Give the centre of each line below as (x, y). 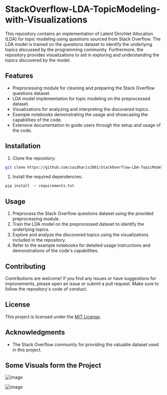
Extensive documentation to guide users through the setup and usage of (86, 125)
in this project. (27, 350)
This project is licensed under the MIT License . (53, 317)
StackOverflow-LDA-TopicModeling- (83, 9)
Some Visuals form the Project (53, 365)
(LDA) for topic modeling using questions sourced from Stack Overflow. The (83, 39)
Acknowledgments (35, 332)
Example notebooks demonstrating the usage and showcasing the (80, 114)
